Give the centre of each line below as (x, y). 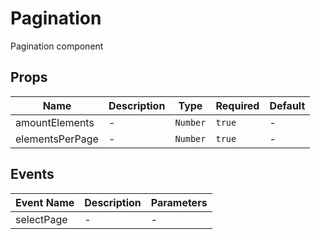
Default (287, 105)
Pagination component (57, 46)
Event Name (45, 202)
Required (237, 105)
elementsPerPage (57, 139)
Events (32, 174)
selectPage (41, 219)
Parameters (179, 202)
